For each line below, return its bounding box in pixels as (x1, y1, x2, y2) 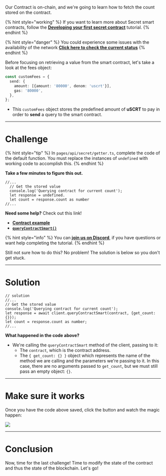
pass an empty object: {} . (19, 368, 73, 374)
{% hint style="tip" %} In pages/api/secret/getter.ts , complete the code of (5, 150, 161, 156)
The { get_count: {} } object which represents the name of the (19, 352, 151, 359)
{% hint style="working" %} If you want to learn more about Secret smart (5, 19, 154, 25)
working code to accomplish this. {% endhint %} (5, 161, 104, 167)
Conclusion (5, 444, 53, 455)
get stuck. (5, 255, 26, 261)
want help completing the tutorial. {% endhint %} (5, 240, 105, 246)
